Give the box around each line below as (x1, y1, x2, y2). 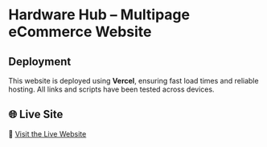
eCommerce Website (8, 22, 152, 41)
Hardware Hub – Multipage (8, 6, 191, 24)
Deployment (8, 55, 72, 68)
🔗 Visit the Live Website (8, 129, 87, 138)
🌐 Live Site (8, 108, 64, 121)
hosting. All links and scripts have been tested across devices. (8, 84, 215, 94)
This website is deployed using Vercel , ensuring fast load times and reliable (8, 76, 259, 85)
